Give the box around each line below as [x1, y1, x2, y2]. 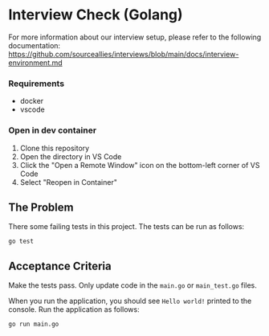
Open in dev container [8, 125, 97, 136]
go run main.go [8, 320, 59, 329]
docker [19, 96, 44, 106]
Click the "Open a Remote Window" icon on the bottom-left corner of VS [19, 160, 260, 170]
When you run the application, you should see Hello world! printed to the [8, 296, 252, 306]
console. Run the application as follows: [8, 305, 140, 314]
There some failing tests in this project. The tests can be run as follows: [8, 222, 245, 232]
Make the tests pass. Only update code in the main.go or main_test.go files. [8, 281, 257, 290]
